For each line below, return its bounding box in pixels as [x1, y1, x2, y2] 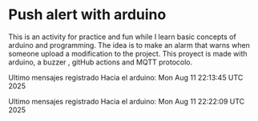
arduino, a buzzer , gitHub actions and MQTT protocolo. [8, 57, 193, 67]
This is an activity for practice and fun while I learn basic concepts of [8, 32, 236, 41]
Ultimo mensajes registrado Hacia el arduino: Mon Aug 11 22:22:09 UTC [8, 96, 245, 106]
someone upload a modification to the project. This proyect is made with [8, 49, 248, 58]
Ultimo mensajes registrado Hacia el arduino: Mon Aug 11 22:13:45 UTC [8, 72, 244, 82]
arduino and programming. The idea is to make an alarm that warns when [8, 40, 251, 49]
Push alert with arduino [8, 6, 167, 24]
